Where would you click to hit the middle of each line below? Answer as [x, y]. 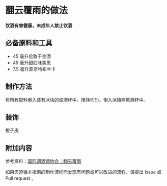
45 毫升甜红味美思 [32, 63]
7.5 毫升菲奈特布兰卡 [34, 69]
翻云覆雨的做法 [37, 10]
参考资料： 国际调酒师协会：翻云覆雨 [43, 161]
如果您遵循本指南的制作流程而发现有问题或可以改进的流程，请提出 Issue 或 [83, 172]
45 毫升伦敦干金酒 [32, 56]
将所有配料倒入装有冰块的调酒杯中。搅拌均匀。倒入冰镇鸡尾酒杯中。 [77, 100]
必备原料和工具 [29, 43]
